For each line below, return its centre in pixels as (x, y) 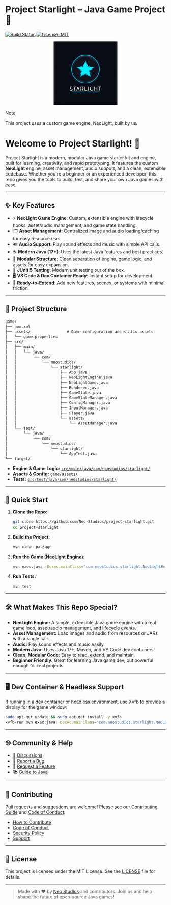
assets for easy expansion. (41, 264)
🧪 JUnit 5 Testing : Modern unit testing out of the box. (69, 270)
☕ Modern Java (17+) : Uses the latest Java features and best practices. (88, 252)
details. (13, 877)
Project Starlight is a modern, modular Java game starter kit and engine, (81, 157)
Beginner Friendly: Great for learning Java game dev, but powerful (83, 660)
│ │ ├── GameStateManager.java (61, 398)
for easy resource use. (36, 238)
